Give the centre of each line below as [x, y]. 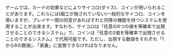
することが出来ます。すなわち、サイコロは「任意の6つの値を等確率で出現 [87, 26]
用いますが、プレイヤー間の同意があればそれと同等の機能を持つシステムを [84, 20]
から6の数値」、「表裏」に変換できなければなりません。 [63, 45]
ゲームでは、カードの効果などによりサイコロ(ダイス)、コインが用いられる [83, 7]
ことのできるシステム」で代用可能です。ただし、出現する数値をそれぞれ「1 [85, 39]
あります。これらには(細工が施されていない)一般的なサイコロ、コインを [90, 14]
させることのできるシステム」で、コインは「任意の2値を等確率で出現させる [85, 33]
